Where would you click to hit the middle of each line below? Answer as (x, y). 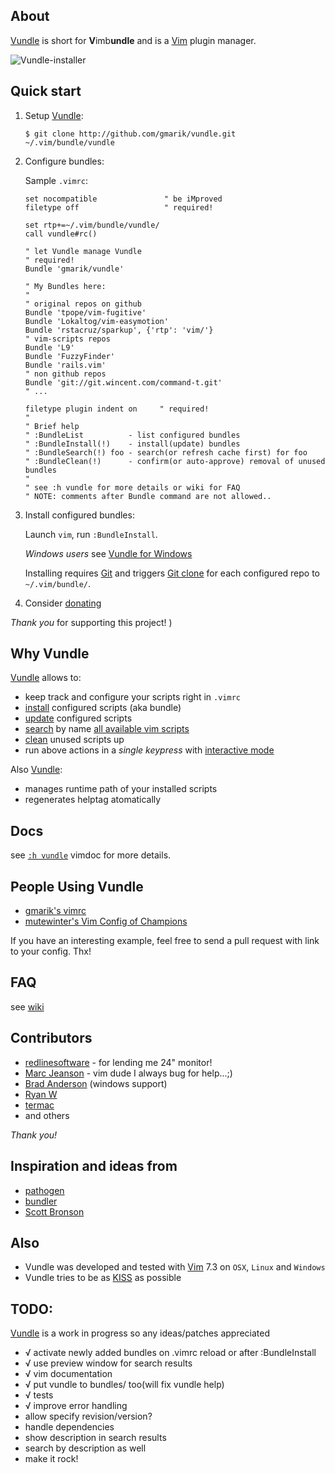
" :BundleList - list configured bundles (132, 435)
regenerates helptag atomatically (93, 800)
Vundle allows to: (46, 678)
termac (39, 1105)
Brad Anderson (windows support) (96, 1083)
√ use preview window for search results (108, 1363)
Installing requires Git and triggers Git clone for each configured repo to (172, 573)
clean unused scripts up (74, 740)
